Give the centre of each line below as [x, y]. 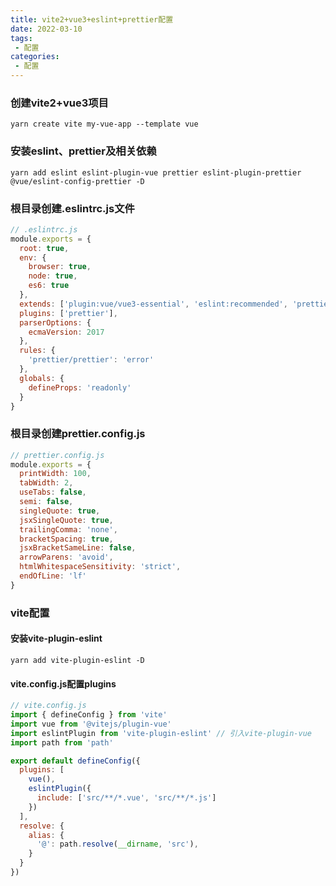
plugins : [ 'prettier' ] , [68, 313]
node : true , [53, 276]
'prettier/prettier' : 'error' [91, 360]
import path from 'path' [62, 742]
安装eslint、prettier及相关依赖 [83, 151]
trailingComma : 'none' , [68, 529]
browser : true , [60, 267]
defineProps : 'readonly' [80, 387]
